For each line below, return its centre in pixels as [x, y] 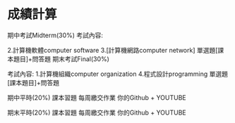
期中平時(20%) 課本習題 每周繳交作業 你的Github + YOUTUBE [97, 97]
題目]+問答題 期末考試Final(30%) [61, 59]
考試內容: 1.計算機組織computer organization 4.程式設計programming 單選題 [117, 74]
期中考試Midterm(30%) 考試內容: [55, 35]
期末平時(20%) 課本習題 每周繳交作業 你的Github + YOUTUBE [97, 112]
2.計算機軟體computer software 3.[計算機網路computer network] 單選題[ [113, 50]
